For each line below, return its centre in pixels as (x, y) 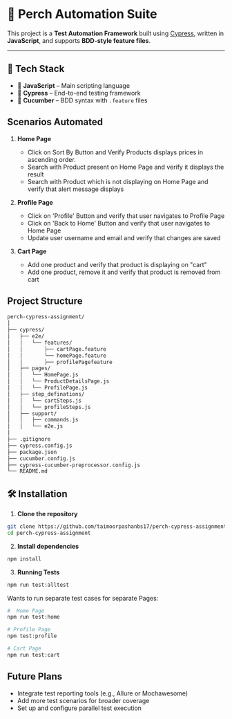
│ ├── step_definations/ (46, 394)
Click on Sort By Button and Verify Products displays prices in (115, 152)
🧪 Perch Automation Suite (82, 14)
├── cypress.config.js (40, 446)
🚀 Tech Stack (36, 69)
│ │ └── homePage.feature (57, 356)
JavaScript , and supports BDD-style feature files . (79, 40)
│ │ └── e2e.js (35, 426)
